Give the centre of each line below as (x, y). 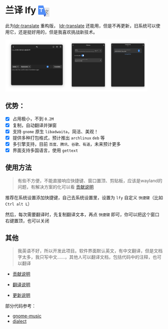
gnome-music (27, 316)
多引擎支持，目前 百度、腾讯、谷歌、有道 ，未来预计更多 (67, 144)
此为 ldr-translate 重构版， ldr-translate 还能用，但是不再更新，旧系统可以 (81, 26)
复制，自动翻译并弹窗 (34, 125)
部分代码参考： (21, 306)
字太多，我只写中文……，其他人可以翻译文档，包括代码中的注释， (85, 257)
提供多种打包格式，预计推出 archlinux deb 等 (59, 138)
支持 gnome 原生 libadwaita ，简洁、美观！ (55, 131)
